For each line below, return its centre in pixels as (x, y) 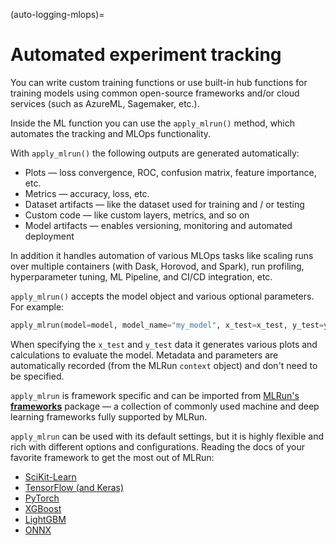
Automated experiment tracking (146, 55)
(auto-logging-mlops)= (57, 14)
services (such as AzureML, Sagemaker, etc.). (105, 103)
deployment (49, 236)
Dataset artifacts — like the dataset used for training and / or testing (164, 204)
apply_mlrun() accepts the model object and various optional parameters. (162, 296)
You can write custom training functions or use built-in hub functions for (159, 82)
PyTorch (42, 498)
